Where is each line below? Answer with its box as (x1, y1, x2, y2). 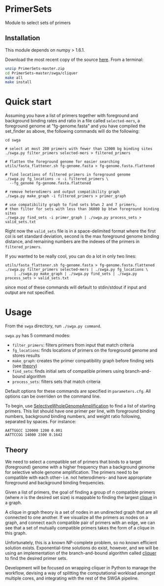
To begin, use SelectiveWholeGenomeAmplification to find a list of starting (5, 403, 156, 409)
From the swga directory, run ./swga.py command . (5, 323, 102, 329)
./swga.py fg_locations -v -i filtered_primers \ (5, 176, 109, 181)
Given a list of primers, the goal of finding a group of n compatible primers (5, 489, 156, 495)
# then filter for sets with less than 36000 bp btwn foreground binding (5, 206, 160, 212)
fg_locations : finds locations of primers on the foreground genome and (12, 348, 158, 353)
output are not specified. (5, 290, 55, 295)
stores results (12, 352, 40, 358)
